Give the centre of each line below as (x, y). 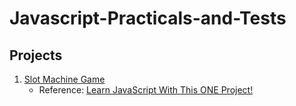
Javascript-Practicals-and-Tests (148, 18)
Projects (36, 55)
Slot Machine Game (64, 79)
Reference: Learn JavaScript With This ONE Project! (146, 90)
